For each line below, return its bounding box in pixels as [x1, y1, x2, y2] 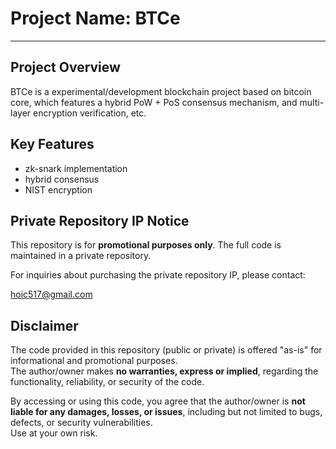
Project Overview [10, 59, 121, 76]
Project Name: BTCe [10, 7, 181, 30]
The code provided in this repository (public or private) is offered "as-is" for [10, 344, 323, 356]
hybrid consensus [24, 173, 100, 185]
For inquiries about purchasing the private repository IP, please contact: [10, 269, 306, 281]
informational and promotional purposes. [10, 355, 178, 367]
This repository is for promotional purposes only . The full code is [10, 239, 282, 251]
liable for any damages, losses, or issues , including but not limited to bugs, [10, 406, 323, 418]
